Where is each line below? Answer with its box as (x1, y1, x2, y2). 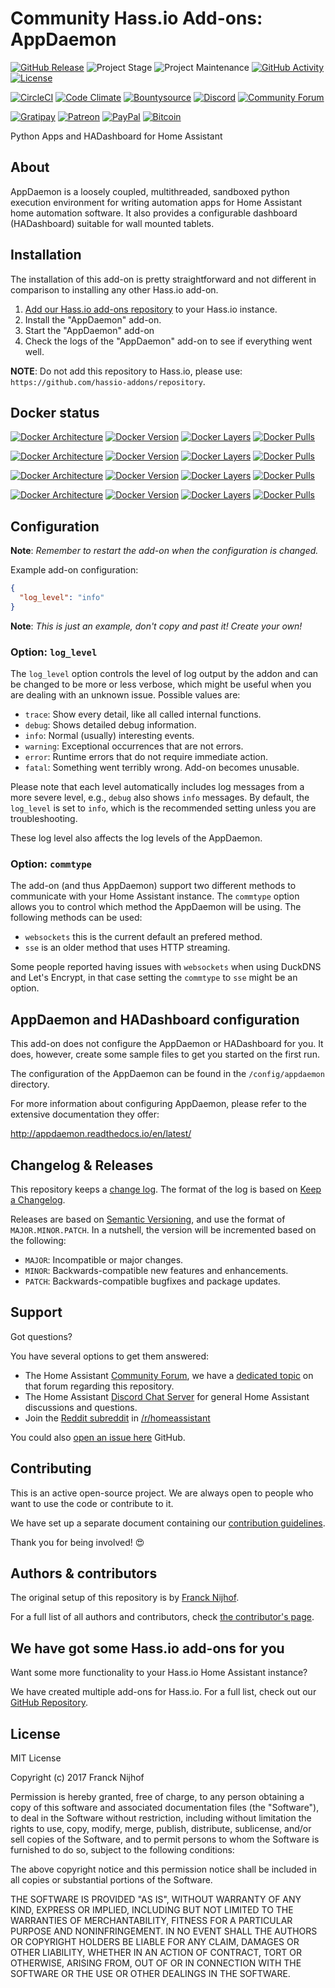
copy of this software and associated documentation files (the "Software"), (10, 1802, 320, 1814)
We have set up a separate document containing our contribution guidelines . (10, 1517, 326, 1529)
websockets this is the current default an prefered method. (24, 931, 263, 943)
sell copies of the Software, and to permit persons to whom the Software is (10, 1833, 320, 1846)
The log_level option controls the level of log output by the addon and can (10, 668, 319, 680)
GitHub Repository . (10, 1697, 88, 1709)
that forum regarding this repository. (24, 1380, 175, 1392)
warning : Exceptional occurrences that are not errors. (24, 740, 244, 752)
